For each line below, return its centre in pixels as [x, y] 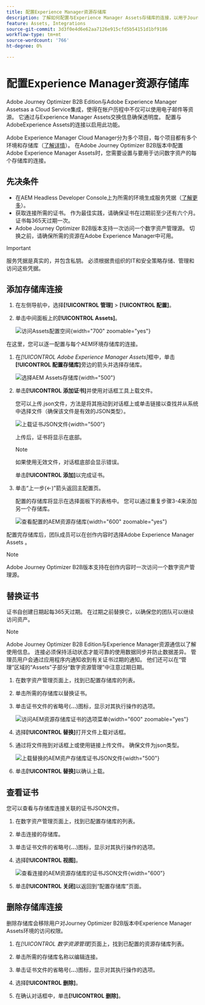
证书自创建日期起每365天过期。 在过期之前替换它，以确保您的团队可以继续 [100, 612]
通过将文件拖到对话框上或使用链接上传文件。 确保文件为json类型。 [99, 745]
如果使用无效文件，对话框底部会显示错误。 [69, 462]
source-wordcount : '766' [38, 40]
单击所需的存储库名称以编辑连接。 [58, 957]
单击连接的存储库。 [39, 834]
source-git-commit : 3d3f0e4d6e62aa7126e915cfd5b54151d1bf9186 [87, 29]
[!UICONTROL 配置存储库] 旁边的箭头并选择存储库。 [80, 365]
